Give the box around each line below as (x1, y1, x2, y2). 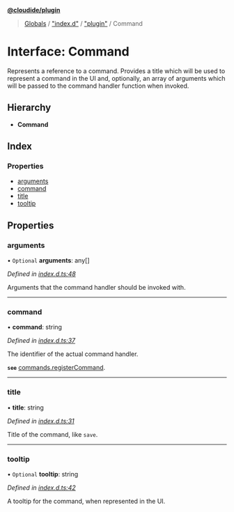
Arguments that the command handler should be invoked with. (7, 284, 186, 292)
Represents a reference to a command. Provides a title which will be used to (7, 66, 226, 75)
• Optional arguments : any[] (7, 256, 90, 265)
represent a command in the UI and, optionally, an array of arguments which (7, 74, 226, 82)
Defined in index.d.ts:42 (7, 483, 76, 492)
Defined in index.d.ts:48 (7, 270, 77, 278)
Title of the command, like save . (7, 430, 98, 438)
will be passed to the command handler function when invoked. (7, 82, 189, 90)
